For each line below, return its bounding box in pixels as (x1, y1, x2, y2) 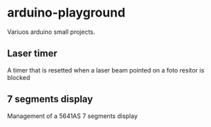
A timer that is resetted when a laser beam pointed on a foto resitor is (7, 66, 205, 74)
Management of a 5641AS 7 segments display (7, 112, 138, 120)
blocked (7, 73, 30, 81)
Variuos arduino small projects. (7, 28, 95, 36)
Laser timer (7, 48, 57, 59)
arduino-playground (7, 5, 126, 21)
